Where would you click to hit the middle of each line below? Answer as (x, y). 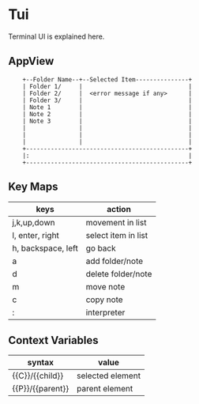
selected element (108, 376)
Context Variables (53, 340)
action (119, 209)
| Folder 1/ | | (107, 86)
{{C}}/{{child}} (38, 376)
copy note (105, 300)
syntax (40, 363)
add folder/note (115, 261)
